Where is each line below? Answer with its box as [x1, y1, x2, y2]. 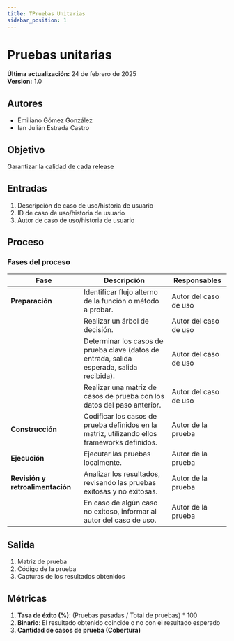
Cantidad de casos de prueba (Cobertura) [17, 626, 141, 635]
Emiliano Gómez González [17, 116, 93, 124]
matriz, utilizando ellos [83, 428, 157, 438]
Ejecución [10, 453, 45, 463]
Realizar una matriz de [83, 382, 157, 392]
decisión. [83, 324, 114, 334]
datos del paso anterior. [83, 400, 162, 410]
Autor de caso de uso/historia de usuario [17, 216, 135, 224]
